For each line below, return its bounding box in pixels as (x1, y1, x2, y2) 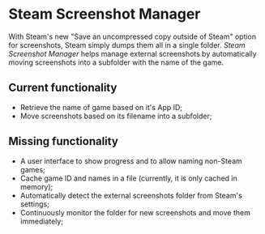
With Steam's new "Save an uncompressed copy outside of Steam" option (8, 32, 257, 41)
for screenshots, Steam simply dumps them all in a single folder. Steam (8, 40, 246, 49)
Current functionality (8, 81, 118, 95)
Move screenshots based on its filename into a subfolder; (19, 111, 212, 121)
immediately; (19, 216, 63, 226)
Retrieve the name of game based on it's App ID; (19, 102, 183, 112)
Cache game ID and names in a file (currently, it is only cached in (19, 173, 237, 183)
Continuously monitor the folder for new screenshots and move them (19, 207, 251, 217)
